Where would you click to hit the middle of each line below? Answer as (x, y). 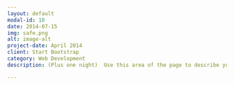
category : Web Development (46, 59)
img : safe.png (28, 33)
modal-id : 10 (26, 20)
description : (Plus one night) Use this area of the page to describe (113, 65)
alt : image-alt (29, 39)
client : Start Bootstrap (43, 53)
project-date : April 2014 (45, 46)
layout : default (31, 13)
